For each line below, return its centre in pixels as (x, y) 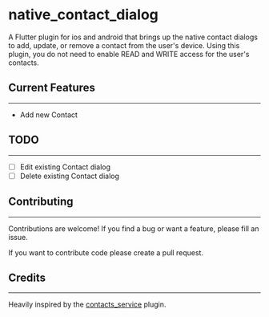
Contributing (41, 202)
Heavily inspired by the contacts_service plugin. (87, 305)
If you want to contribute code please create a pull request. (106, 252)
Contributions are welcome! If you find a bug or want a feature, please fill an (134, 228)
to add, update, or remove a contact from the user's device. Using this (124, 45)
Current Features (52, 88)
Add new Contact (49, 115)
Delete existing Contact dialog (70, 176)
